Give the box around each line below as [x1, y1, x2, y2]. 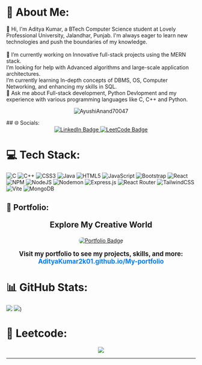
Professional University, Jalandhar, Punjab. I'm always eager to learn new [6, 31, 188, 39]
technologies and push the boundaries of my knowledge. [6, 38, 147, 45]
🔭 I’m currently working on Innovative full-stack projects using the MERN [6, 51, 186, 58]
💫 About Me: [6, 5, 70, 19]
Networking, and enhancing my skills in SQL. [6, 83, 117, 90]
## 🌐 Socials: [6, 119, 40, 126]
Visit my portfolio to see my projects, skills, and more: [19, 250, 183, 258]
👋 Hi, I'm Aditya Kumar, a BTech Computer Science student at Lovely [6, 25, 176, 33]
